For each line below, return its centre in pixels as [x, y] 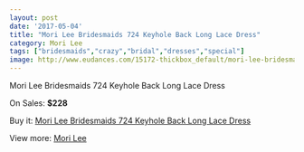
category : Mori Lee [46, 43]
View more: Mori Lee [48, 138]
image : [22, 60]
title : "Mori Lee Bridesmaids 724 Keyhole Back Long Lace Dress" [135, 34]
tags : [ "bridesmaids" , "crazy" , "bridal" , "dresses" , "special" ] [127, 52]
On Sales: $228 [38, 103]
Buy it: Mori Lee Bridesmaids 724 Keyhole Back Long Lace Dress [130, 120]
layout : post [34, 18]
